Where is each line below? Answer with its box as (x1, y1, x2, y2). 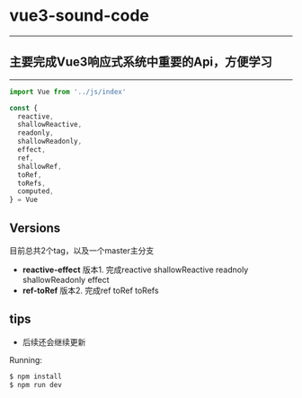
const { (9, 103, 39, 112)
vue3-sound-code (9, 5, 150, 26)
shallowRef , (17, 162, 63, 171)
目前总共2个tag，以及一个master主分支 (9, 244, 155, 256)
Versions (9, 220, 61, 235)
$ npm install (9, 372, 63, 381)
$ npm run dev (9, 380, 63, 389)
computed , (17, 187, 54, 196)
